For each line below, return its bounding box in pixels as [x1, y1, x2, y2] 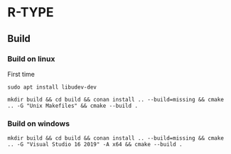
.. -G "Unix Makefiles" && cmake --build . [7, 102, 139, 109]
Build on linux [7, 54, 55, 64]
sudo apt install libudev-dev [7, 83, 97, 91]
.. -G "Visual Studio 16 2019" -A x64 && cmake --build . [7, 141, 183, 148]
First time [7, 70, 36, 78]
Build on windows [7, 119, 70, 128]
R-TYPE [7, 4, 54, 21]
